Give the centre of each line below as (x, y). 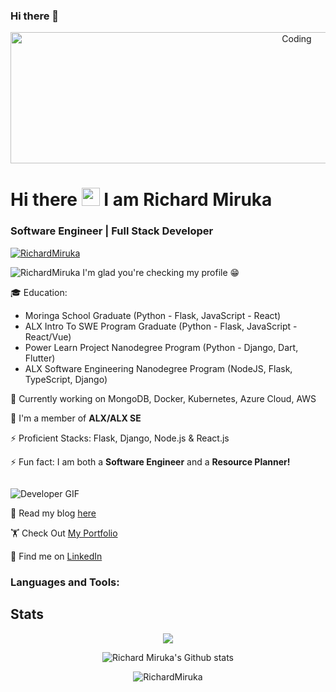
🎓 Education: (39, 292)
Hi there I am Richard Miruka (141, 200)
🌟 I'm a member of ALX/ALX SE (76, 418)
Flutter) (40, 358)
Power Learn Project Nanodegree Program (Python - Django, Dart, (161, 347)
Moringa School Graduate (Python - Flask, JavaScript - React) (153, 315)
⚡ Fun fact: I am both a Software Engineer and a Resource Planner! (150, 461)
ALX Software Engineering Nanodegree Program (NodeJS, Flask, (158, 368)
